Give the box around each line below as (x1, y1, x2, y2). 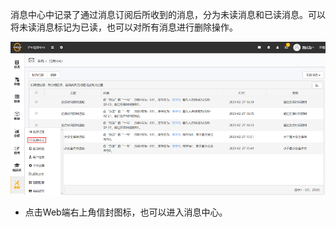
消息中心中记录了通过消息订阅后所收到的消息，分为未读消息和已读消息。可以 (10, 9, 326, 20)
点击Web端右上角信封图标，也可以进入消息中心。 (24, 206, 228, 218)
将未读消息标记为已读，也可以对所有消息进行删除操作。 (10, 21, 238, 33)
